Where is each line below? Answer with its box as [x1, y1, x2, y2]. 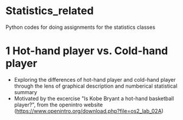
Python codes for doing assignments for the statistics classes [5, 24, 156, 31]
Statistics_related [5, 4, 94, 18]
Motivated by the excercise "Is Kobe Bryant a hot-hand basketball [14, 95, 175, 102]
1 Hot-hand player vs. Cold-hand [5, 44, 168, 58]
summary [14, 88, 38, 95]
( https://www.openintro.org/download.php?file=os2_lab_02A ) [14, 107, 164, 114]
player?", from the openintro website [14, 101, 103, 108]
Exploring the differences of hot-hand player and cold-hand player [14, 76, 176, 83]
